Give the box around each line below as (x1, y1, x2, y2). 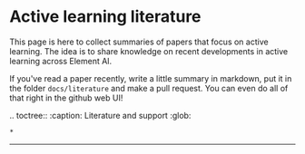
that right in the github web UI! (9, 92, 123, 103)
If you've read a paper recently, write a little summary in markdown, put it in (9, 72, 292, 83)
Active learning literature (9, 6, 202, 27)
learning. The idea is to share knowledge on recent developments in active (9, 45, 289, 56)
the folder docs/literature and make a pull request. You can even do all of (9, 82, 289, 93)
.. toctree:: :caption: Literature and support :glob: (9, 110, 192, 120)
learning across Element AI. (9, 55, 113, 66)
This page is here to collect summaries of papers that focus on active (9, 36, 270, 47)
